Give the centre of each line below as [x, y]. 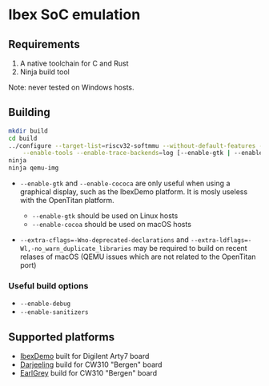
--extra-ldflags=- [221, 241]
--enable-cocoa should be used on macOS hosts [112, 225]
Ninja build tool [44, 72]
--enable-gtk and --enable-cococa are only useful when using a [125, 183]
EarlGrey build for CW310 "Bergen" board [88, 373]
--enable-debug [45, 304]
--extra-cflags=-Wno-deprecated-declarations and [104, 240]
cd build [23, 138]
